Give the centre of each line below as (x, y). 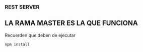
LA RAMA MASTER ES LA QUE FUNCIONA (71, 23)
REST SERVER (22, 7)
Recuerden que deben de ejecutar (40, 35)
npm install (17, 44)
